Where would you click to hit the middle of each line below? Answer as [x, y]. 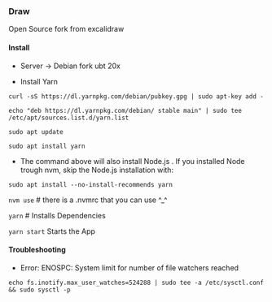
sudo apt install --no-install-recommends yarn [91, 184]
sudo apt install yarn [47, 146]
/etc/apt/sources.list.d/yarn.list [69, 118]
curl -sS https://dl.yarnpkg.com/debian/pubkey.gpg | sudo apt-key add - [136, 96]
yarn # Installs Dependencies [57, 215]
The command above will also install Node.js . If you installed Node [133, 161]
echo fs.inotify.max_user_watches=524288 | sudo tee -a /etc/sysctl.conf [136, 283]
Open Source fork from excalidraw [66, 29]
